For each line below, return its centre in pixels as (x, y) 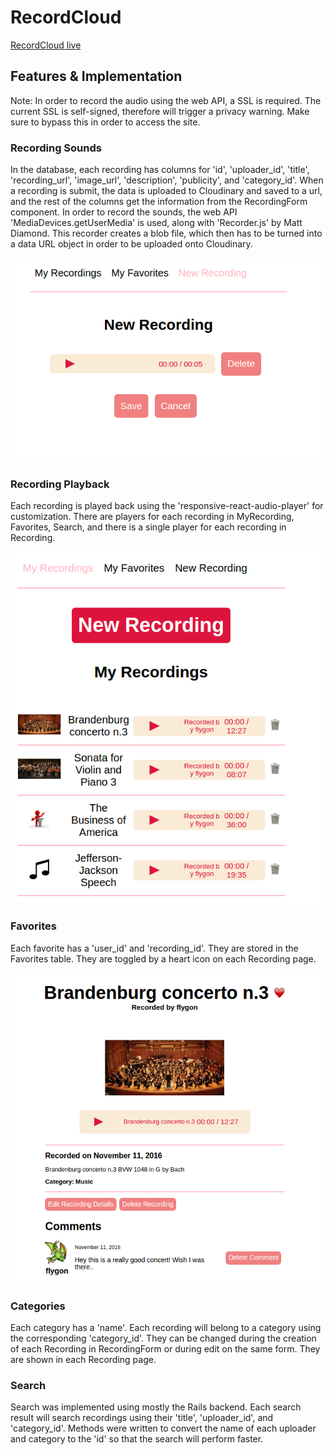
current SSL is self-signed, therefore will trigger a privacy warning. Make (160, 111)
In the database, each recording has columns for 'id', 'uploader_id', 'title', (160, 170)
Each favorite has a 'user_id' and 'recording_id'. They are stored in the (154, 948)
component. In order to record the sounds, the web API (124, 212)
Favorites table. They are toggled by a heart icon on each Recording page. (163, 958)
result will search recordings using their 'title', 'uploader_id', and (142, 1418)
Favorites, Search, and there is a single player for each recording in (148, 527)
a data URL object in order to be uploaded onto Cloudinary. (131, 244)
